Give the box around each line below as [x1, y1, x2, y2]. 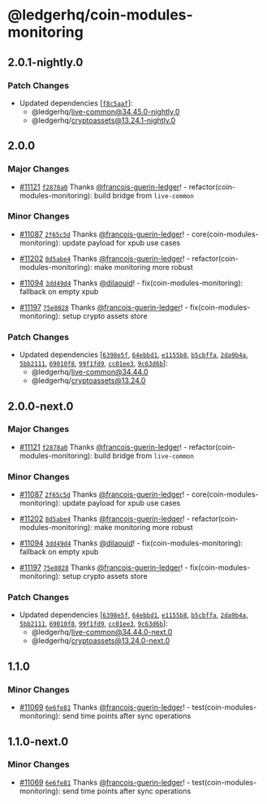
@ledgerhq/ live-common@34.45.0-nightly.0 [31, 106, 180, 116]
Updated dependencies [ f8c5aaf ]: [19, 98, 133, 107]
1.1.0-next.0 [7, 734, 69, 749]
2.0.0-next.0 [7, 399, 74, 413]
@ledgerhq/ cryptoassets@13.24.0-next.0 [31, 636, 170, 645]
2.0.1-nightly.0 [7, 55, 84, 69]
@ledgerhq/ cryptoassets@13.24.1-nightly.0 [31, 115, 176, 125]
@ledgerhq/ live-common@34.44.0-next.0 [31, 628, 173, 637]
